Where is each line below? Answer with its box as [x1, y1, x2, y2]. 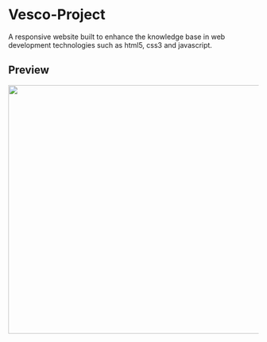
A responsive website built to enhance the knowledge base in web [8, 32, 226, 41]
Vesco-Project [8, 6, 106, 24]
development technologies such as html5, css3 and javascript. [8, 40, 213, 49]
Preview [8, 64, 50, 77]
